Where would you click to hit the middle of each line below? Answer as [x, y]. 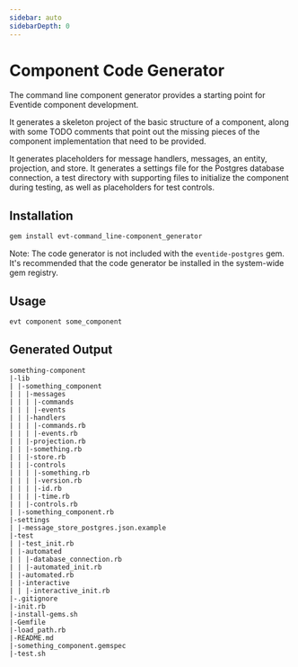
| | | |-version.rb [46, 480]
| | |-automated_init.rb [56, 567]
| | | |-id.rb [36, 488]
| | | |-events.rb [44, 433]
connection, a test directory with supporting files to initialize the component [149, 178]
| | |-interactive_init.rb [60, 591]
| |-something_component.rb [62, 512]
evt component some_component [66, 321]
